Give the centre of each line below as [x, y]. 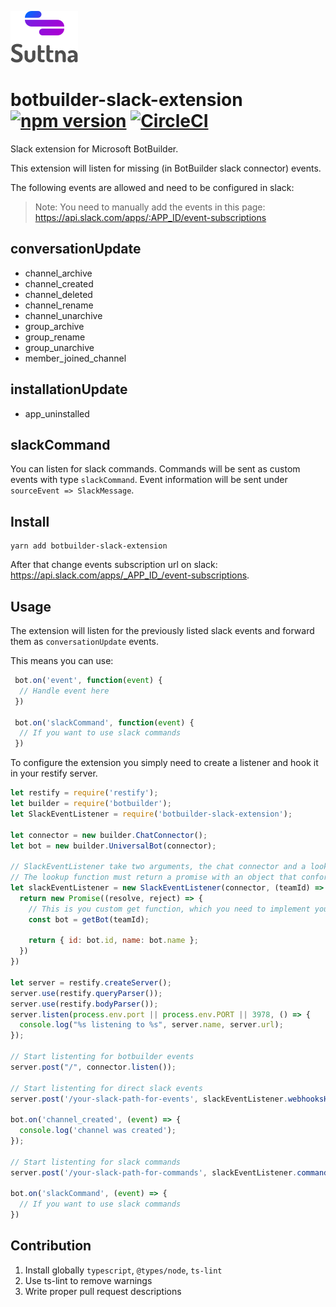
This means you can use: [62, 660]
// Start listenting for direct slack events [106, 1088]
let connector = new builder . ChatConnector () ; [109, 835]
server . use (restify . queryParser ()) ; [86, 993]
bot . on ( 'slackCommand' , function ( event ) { [104, 722]
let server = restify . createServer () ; [91, 982]
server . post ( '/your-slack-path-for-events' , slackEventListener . [149, 1099]
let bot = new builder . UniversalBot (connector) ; [113, 846]
